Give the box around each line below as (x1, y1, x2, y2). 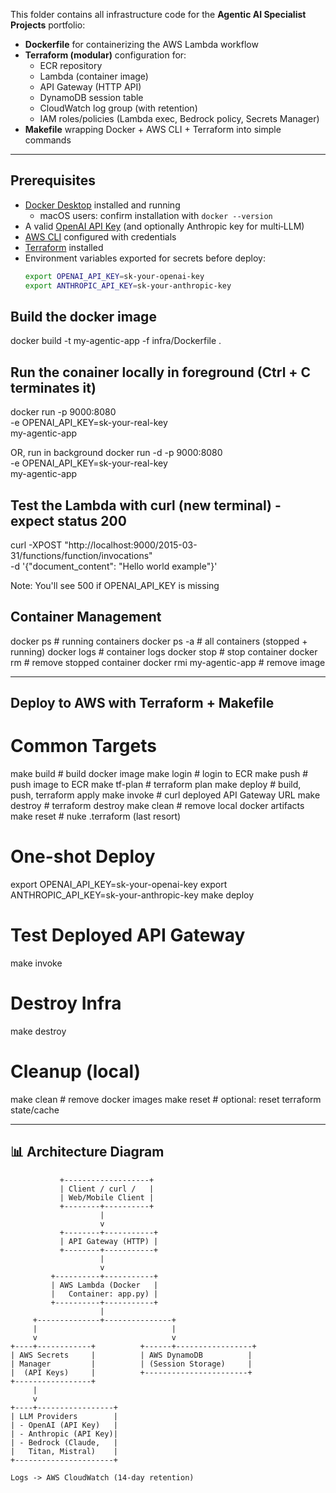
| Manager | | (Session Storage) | (10, 1359, 253, 1369)
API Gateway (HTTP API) (39, 81, 142, 93)
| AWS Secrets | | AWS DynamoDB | (10, 1350, 253, 1360)
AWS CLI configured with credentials (24, 230, 177, 243)
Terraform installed (24, 241, 104, 253)
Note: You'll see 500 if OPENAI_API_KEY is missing (10, 580, 220, 591)
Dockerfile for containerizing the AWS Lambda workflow (24, 39, 259, 50)
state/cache (10, 1104, 60, 1116)
